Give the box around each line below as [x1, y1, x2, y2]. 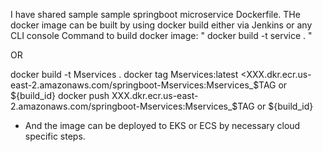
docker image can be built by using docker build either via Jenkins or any [10, 19, 313, 31]
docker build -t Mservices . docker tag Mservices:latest [10, 69, 239, 80]
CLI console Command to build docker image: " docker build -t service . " [10, 30, 313, 41]
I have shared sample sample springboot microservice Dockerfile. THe [10, 9, 301, 20]
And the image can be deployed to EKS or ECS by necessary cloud [24, 120, 301, 131]
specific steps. [24, 130, 86, 142]
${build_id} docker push [10, 90, 110, 101]
